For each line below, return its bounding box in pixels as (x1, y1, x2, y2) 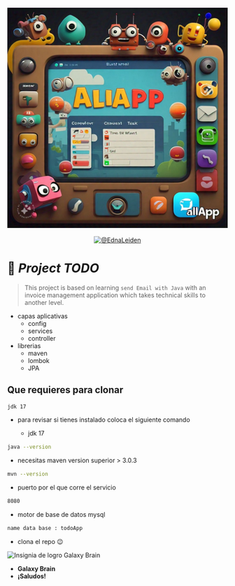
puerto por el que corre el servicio (17, 483, 117, 492)
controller (27, 334, 56, 343)
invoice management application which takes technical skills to (24, 291, 206, 299)
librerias (17, 341, 41, 350)
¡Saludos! (17, 571, 47, 580)
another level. (24, 298, 64, 306)
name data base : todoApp (7, 525, 83, 532)
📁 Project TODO (7, 260, 99, 276)
